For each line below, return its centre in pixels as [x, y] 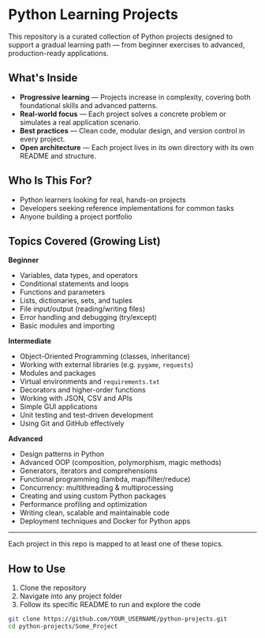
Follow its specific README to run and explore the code [110, 605]
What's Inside [43, 78]
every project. [42, 139]
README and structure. [58, 156]
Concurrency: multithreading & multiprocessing [96, 488]
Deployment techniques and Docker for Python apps [105, 521]
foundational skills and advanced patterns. [89, 105]
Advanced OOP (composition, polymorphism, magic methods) [121, 463]
